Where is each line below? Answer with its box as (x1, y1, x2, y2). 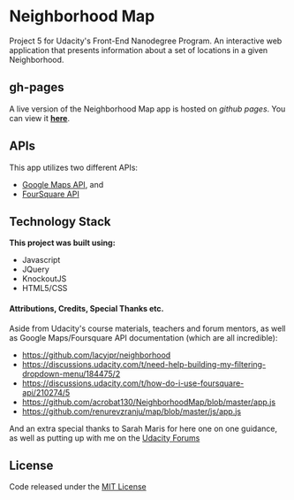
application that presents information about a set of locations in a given (9, 44, 268, 55)
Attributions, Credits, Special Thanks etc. (9, 303, 165, 313)
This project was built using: (9, 237, 117, 249)
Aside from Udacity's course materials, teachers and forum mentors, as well (9, 323, 286, 334)
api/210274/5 (21, 387, 71, 397)
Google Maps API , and (21, 179, 104, 189)
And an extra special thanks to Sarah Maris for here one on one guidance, (9, 423, 278, 434)
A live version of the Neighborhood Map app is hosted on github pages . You (9, 104, 286, 114)
